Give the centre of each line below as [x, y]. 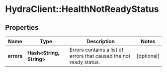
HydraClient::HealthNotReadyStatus [82, 9]
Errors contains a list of [96, 50]
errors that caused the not [100, 56]
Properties [22, 28]
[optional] [148, 56]
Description [101, 41]
